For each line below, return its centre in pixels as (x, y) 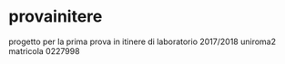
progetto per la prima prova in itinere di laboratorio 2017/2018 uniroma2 (142, 41)
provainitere (56, 17)
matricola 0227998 (44, 50)
